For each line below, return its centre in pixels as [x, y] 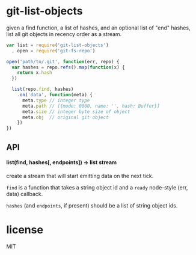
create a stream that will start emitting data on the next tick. [80, 176]
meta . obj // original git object [66, 117]
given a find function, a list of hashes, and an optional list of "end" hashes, [98, 28]
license [25, 229]
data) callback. [25, 194]
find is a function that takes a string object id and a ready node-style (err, [97, 187]
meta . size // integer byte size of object [76, 112]
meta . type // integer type [56, 100]
